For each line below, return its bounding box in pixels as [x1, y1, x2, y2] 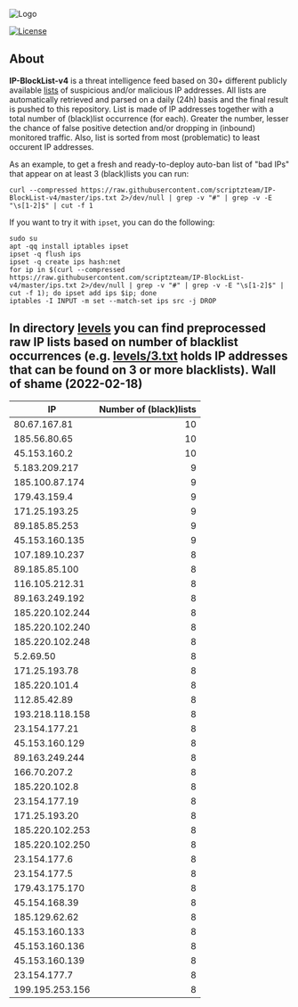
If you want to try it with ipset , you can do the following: [9, 217, 215, 227]
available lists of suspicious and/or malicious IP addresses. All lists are [9, 85, 267, 95]
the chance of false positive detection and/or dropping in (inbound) [9, 122, 256, 133]
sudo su [9, 234, 38, 243]
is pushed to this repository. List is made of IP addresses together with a [9, 103, 274, 114]
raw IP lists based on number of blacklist [9, 334, 238, 350]
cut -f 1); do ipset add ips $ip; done [9, 288, 157, 298]
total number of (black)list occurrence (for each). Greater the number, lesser [9, 112, 289, 124]
